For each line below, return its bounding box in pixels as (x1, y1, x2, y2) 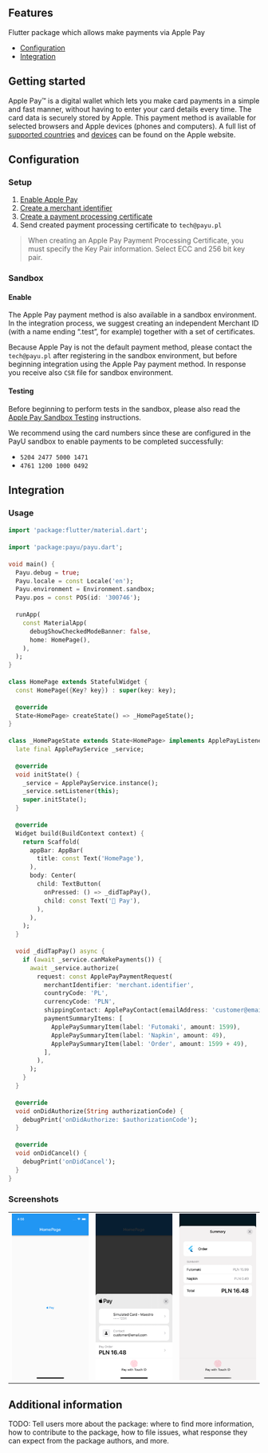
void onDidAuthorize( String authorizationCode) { (15, 1107, 183, 1115)
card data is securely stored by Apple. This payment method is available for (8, 113, 257, 122)
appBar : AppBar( (29, 846, 84, 855)
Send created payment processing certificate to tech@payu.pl (19, 220, 223, 230)
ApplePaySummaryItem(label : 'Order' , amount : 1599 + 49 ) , (50, 1040, 248, 1048)
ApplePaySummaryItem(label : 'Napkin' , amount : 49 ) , (50, 1031, 227, 1040)
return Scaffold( (22, 838, 81, 846)
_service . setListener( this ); (22, 788, 120, 796)
